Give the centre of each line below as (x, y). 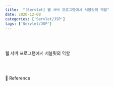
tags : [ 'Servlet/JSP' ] (28, 24)
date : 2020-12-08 (23, 14)
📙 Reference (18, 78)
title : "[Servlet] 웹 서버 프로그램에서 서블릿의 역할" (57, 10)
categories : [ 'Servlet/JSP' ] (35, 19)
